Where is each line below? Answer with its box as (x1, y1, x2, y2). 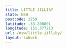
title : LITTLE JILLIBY (5, 7, 53, 12)
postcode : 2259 (5, 16, 38, 21)
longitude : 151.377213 (5, 26, 53, 31)
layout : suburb (5, 35, 38, 40)
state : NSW (5, 12, 28, 17)
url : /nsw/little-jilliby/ (5, 30, 62, 35)
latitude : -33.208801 (5, 21, 51, 26)
